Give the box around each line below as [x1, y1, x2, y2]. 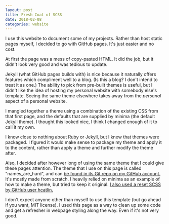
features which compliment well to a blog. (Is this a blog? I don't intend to [5, 77, 158, 83]
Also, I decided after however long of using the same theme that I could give [5, 160, 164, 166]
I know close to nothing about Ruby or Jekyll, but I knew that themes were [5, 134, 159, 140]
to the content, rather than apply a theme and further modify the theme [5, 145, 153, 151]
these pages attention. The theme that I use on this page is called [5, 165, 142, 171]
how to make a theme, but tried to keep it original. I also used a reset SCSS [5, 181, 161, 188]
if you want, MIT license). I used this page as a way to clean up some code [5, 202, 161, 208]
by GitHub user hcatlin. [5, 187, 53, 193]
